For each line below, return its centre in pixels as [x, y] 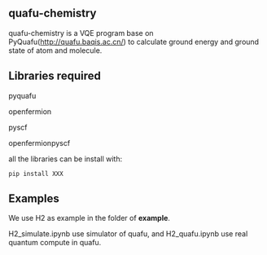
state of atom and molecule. [55, 50]
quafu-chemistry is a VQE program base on [81, 33]
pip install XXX [36, 174]
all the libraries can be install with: [66, 159]
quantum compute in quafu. [55, 243]
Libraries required [55, 76]
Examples [34, 199]
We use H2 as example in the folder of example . [90, 218]
